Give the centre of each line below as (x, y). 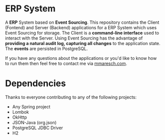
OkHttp (19, 117)
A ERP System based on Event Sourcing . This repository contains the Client (82, 22)
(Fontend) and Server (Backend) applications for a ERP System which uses (81, 27)
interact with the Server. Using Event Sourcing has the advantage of (74, 38)
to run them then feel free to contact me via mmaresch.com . (66, 63)
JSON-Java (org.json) (34, 122)
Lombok (21, 112)
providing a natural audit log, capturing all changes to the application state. (83, 43)
